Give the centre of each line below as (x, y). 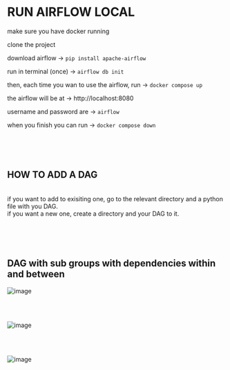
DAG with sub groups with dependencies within (112, 263)
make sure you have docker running (58, 31)
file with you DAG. (33, 206)
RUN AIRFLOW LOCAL (71, 12)
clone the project (31, 44)
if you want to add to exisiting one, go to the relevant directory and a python (115, 198)
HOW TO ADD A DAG (52, 175)
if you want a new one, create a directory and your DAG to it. (93, 213)
